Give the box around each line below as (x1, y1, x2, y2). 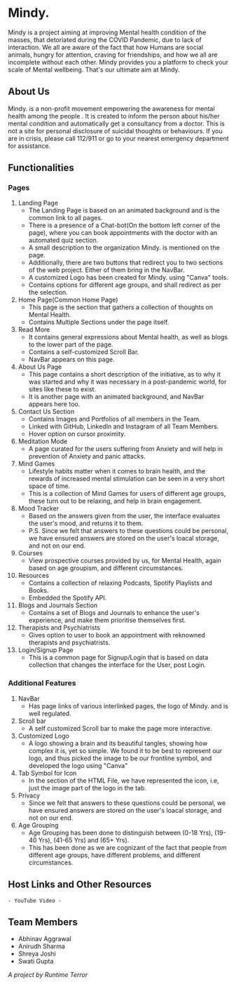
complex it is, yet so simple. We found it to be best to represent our (28, 746, 223, 755)
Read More (18, 325, 50, 334)
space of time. (28, 482, 71, 490)
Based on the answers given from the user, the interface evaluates (28, 512, 221, 520)
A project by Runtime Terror (8, 971, 88, 979)
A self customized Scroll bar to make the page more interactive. (28, 724, 213, 732)
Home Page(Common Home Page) (18, 296, 118, 304)
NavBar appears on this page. (28, 356, 115, 364)
